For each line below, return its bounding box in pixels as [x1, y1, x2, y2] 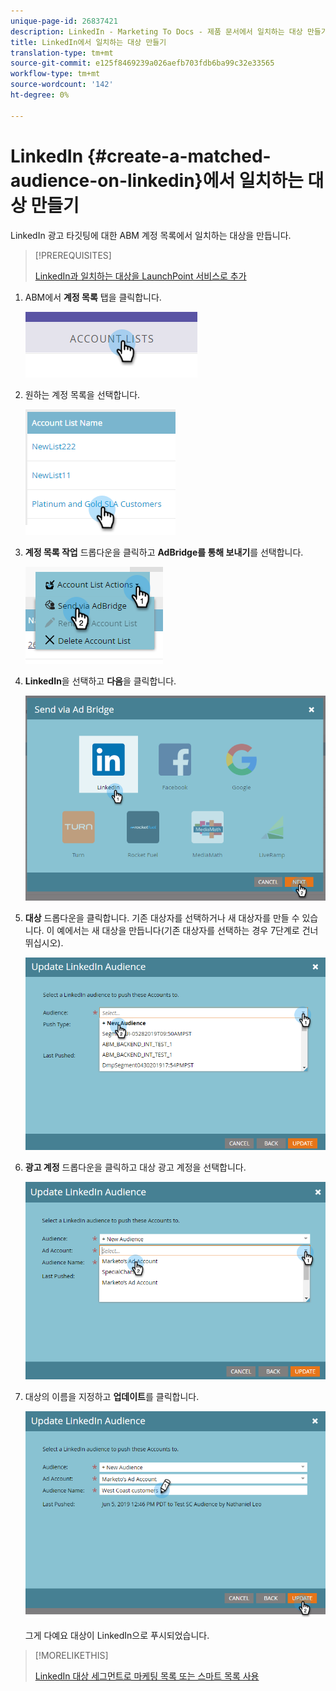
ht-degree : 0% [10, 90, 70, 100]
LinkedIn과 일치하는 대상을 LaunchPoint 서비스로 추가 [34, 270, 247, 282]
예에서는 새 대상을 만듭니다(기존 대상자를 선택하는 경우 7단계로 [56, 924, 300, 936]
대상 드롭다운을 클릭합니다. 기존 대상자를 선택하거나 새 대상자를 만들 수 [24, 911, 300, 924]
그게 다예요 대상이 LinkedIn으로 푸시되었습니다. [24, 1629, 210, 1641]
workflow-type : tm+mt [10, 69, 101, 79]
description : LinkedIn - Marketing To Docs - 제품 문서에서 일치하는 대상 [10, 26, 303, 37]
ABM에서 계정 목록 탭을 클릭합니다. [24, 291, 162, 303]
